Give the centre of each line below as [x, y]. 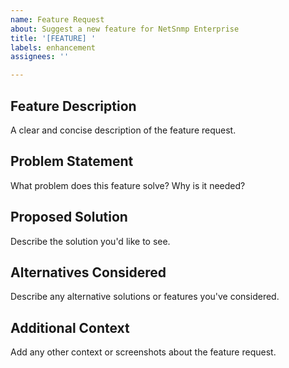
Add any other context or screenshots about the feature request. [143, 352]
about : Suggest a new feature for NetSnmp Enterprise [125, 29]
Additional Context [70, 327]
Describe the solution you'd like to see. [90, 241]
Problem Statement [72, 161]
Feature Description [73, 106]
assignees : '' [40, 57]
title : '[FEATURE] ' [53, 38]
